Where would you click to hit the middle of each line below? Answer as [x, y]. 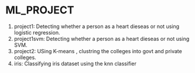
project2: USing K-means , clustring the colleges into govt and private [98, 51]
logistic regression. [37, 32]
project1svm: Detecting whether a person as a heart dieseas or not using [102, 39]
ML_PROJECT [40, 10]
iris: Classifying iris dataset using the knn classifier [75, 63]
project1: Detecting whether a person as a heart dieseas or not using [97, 26]
